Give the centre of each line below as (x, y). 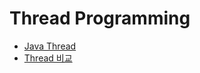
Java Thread (50, 46)
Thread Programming (100, 18)
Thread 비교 (48, 58)
